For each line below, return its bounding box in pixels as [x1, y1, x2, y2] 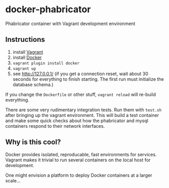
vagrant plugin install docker [12, 60, 80, 66]
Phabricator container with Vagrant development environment [5, 20, 136, 27]
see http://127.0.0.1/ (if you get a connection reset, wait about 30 [12, 70, 149, 77]
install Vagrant [12, 49, 44, 55]
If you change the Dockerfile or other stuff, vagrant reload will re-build [5, 91, 156, 98]
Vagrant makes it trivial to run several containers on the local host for [5, 157, 151, 163]
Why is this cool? [5, 138, 61, 147]
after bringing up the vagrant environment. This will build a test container [5, 112, 159, 118]
